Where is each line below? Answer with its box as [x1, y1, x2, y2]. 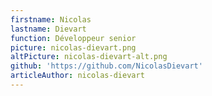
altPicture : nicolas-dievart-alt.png [10, 52, 168, 62]
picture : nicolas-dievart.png [10, 42, 137, 53]
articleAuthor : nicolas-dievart [10, 71, 145, 81]
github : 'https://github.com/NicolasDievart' [10, 61, 203, 71]
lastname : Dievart [10, 24, 87, 34]
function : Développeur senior [10, 33, 137, 43]
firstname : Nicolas [10, 14, 92, 25]
